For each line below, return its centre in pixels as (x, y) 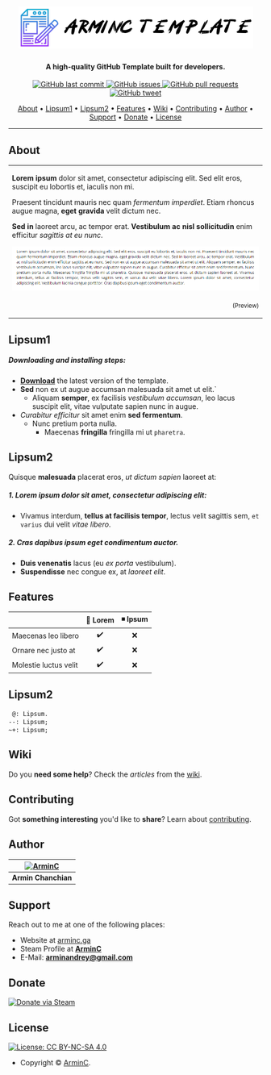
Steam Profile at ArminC (61, 949)
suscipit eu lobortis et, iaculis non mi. (73, 186)
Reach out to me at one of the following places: (87, 925)
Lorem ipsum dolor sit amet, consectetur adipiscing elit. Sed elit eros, (127, 177)
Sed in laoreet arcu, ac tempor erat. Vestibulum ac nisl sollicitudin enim (132, 226)
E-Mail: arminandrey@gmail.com (76, 957)
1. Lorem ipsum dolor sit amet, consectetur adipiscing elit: (108, 495)
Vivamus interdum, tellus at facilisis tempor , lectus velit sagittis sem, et (140, 515)
